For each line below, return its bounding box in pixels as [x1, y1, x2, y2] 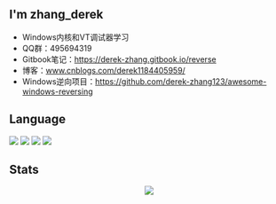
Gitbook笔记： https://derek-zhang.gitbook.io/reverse [21, 53, 217, 65]
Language [9, 112, 67, 127]
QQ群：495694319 [21, 43, 92, 53]
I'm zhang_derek [9, 7, 104, 22]
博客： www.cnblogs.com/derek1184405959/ [21, 65, 186, 75]
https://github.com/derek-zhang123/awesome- [94, 75, 267, 87]
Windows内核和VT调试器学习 [21, 31, 130, 43]
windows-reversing [21, 86, 93, 97]
